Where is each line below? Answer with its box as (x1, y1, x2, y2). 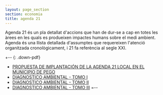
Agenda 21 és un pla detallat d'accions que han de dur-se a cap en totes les (5, 30, 158, 36)
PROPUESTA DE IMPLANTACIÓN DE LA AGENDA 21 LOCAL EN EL (12, 64, 145, 70)
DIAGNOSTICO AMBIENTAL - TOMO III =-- (12, 85, 98, 91)
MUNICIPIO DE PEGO (12, 69, 55, 75)
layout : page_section (5, 7, 49, 12)
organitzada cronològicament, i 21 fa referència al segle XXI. (5, 45, 126, 51)
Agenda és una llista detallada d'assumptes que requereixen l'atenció (5, 40, 145, 46)
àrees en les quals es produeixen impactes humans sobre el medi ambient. (5, 35, 156, 40)
